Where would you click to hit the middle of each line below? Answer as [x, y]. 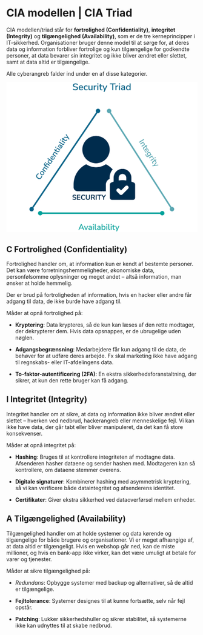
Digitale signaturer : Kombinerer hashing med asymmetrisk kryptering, [103, 481]
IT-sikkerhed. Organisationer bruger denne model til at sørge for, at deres [98, 42]
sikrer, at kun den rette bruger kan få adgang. [72, 380]
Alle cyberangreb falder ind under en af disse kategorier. [77, 73]
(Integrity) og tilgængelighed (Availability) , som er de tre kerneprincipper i [101, 36]
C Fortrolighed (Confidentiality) [67, 249]
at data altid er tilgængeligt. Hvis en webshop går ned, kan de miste [91, 546]
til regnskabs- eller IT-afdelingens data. [64, 362]
